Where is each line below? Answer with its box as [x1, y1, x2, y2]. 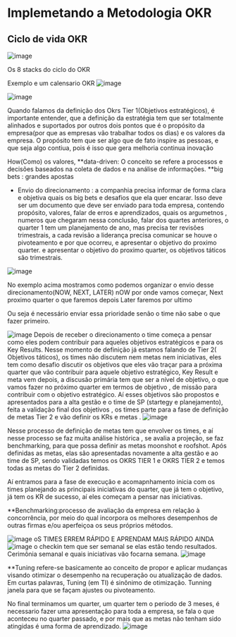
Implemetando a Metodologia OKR [7, 5, 212, 21]
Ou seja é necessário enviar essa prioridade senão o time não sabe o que [7, 309, 221, 318]
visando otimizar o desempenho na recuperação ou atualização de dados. [7, 571, 223, 579]
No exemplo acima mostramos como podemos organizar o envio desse [7, 280, 214, 289]
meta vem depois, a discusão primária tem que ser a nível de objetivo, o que [7, 376, 229, 383]
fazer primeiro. [7, 317, 51, 325]
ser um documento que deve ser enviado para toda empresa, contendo [17, 201, 225, 209]
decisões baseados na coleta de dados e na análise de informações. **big [7, 165, 223, 173]
